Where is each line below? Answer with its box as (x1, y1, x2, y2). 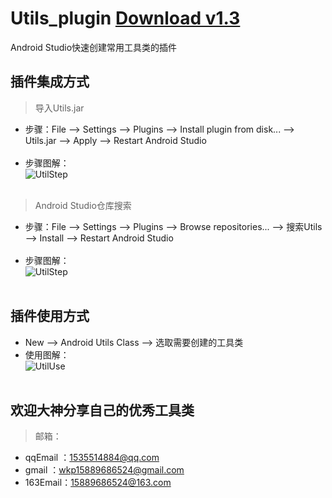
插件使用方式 (10, 308, 90, 325)
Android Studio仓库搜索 (34, 199, 132, 211)
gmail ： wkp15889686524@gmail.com (24, 464, 185, 476)
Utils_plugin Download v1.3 (10, 7, 241, 30)
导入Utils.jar (34, 102, 85, 114)
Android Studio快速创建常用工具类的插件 (10, 41, 178, 53)
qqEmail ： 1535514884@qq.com (24, 452, 160, 464)
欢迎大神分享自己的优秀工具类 (10, 402, 195, 419)
